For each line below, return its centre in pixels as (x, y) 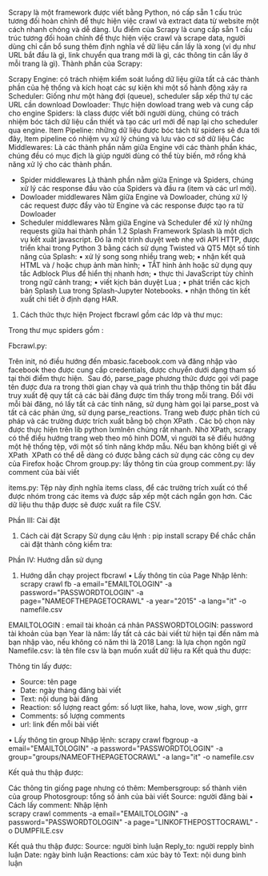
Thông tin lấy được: (40, 666)
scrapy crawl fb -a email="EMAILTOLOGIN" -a (96, 584)
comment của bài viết (44, 472)
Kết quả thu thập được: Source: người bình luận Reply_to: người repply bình (131, 846)
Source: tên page (48, 681)
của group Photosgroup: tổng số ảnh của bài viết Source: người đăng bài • (131, 797)
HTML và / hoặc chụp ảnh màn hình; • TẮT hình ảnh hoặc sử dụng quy (136, 265)
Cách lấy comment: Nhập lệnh (58, 805)
